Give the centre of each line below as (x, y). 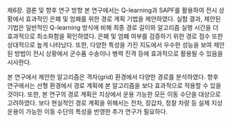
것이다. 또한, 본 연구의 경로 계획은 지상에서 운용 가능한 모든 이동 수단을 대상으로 (114, 94)
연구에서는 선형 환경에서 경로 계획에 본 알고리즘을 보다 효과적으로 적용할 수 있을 (114, 86)
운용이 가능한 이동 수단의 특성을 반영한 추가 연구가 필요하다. (88, 112)
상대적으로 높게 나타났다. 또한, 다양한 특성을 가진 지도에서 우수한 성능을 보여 (110, 45)
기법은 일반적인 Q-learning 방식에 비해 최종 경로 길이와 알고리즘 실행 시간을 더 (113, 27)
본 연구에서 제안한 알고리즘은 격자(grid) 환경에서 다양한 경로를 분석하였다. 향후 (113, 77)
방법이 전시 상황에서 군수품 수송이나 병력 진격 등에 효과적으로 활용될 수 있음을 (119, 53)
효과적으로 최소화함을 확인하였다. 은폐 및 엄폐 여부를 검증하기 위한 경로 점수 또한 (115, 36)
